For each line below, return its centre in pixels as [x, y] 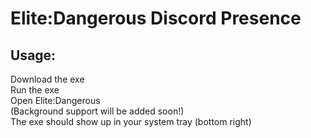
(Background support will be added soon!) [97, 111]
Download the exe [47, 79]
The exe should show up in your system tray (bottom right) [131, 121]
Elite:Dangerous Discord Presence [156, 18]
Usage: [33, 55]
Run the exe [35, 90]
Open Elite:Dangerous [55, 100]
